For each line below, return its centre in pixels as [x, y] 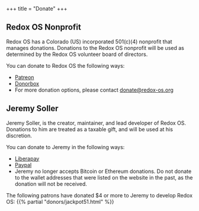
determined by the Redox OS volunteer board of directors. [77, 54]
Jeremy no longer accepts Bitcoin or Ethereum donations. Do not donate [103, 171]
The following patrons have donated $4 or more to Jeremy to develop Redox [99, 195]
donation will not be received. [51, 184]
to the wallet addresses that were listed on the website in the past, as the [104, 177]
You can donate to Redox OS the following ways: [65, 65]
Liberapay [27, 158]
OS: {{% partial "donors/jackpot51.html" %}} [60, 201]
